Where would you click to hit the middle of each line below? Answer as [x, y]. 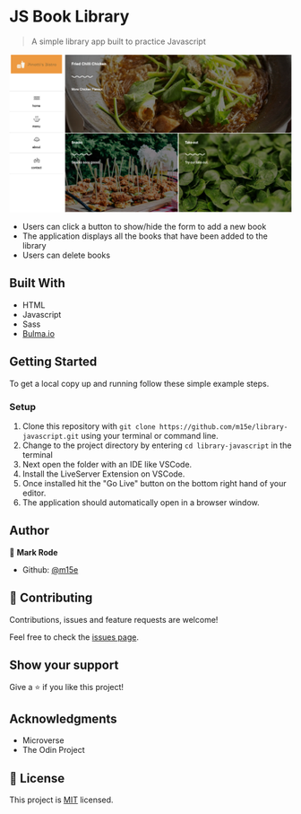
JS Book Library [69, 17]
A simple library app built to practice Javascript [118, 41]
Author [29, 531]
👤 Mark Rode [34, 552]
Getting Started [53, 362]
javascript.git [51, 436]
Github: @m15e [50, 569]
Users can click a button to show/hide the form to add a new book [144, 226]
